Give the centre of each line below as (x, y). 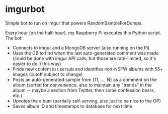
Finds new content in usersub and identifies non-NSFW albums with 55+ (88, 69)
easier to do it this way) (37, 63)
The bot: (14, 38)
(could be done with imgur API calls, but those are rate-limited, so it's (84, 58)
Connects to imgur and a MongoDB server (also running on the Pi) (81, 47)
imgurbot (25, 9)
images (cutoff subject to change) (48, 74)
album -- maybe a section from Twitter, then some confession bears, (83, 90)
